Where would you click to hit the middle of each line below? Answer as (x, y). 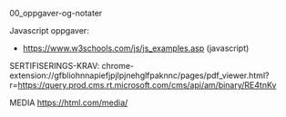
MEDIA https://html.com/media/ (69, 102)
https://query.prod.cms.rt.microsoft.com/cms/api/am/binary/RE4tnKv (147, 85)
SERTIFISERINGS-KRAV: (55, 66)
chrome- (118, 66)
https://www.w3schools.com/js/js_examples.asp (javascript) (136, 48)
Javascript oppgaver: (49, 30)
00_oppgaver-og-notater (56, 13)
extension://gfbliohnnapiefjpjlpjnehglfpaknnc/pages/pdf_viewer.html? (139, 75)
